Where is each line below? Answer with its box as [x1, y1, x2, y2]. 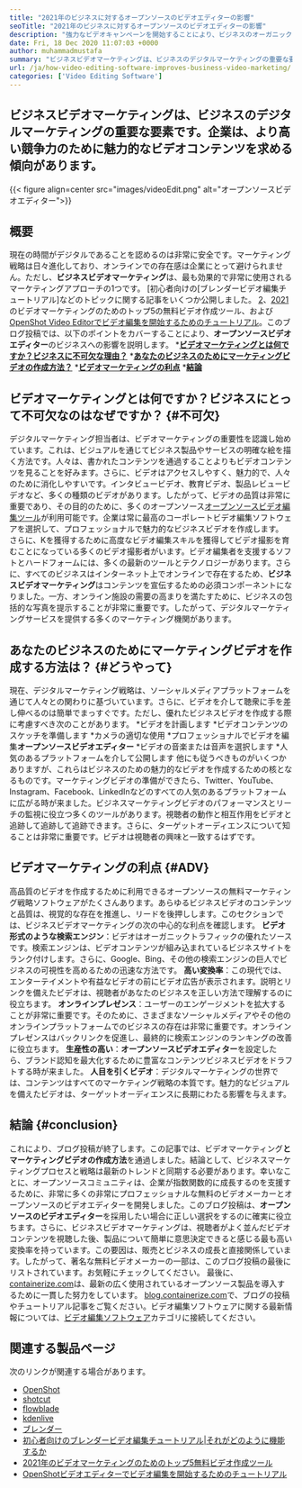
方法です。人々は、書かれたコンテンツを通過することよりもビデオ [16, 456, 261, 467]
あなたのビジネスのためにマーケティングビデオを [9, 642, 280, 658]
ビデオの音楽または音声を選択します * [139, 741, 280, 752]
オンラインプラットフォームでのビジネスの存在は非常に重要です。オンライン [9, 1021, 292, 1031]
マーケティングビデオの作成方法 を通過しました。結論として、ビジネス [9, 1154, 268, 1165]
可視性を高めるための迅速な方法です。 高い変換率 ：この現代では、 [40, 965, 287, 975]
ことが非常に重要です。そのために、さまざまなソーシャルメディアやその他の [9, 1010, 291, 1021]
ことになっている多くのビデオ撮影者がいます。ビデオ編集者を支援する [16, 546, 276, 557]
